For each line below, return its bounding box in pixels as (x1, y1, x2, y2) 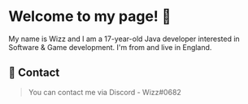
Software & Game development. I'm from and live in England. (8, 42, 212, 52)
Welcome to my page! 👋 (8, 7, 172, 26)
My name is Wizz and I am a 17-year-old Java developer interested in (8, 34, 240, 44)
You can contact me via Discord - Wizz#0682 (28, 87, 181, 97)
